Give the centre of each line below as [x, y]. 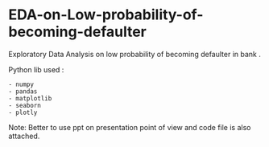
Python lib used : [36, 69]
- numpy [21, 84]
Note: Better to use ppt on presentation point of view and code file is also [130, 127]
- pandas [23, 91]
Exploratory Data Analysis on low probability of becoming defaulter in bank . [135, 54]
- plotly [23, 112]
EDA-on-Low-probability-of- [106, 15]
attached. [24, 136]
